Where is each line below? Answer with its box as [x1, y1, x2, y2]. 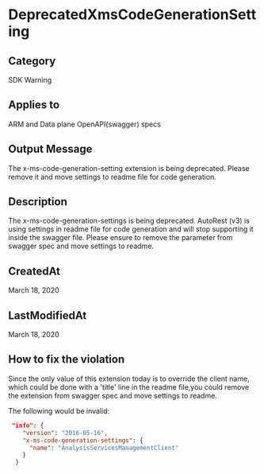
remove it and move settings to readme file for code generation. [8, 172, 216, 181]
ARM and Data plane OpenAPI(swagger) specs [8, 119, 161, 129]
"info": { [11, 422, 44, 429]
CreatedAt [8, 264, 61, 278]
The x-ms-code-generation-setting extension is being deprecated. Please [8, 163, 250, 173]
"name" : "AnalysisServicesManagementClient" [29, 444, 179, 452]
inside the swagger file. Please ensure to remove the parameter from [8, 233, 233, 243]
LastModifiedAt [8, 309, 87, 322]
